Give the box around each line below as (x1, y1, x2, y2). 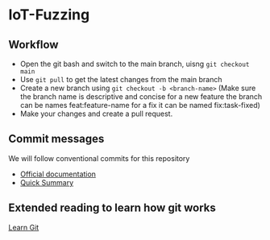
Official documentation (19, 169, 97, 179)
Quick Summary (19, 177, 74, 187)
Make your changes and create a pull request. (19, 109, 173, 118)
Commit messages (8, 132, 105, 146)
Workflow (8, 38, 59, 52)
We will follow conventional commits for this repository (8, 153, 190, 163)
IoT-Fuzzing (8, 6, 90, 24)
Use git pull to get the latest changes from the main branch (19, 75, 222, 84)
